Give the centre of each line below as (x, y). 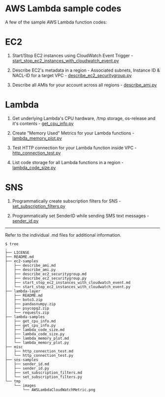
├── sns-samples (22, 360)
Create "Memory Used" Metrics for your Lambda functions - (73, 133)
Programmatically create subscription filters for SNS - (67, 201)
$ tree (12, 244)
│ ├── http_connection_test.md (39, 351)
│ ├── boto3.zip (24, 299)
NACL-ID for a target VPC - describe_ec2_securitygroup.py (72, 75)
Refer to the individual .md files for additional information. (63, 235)
